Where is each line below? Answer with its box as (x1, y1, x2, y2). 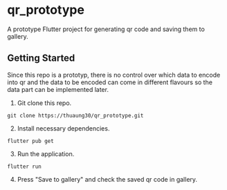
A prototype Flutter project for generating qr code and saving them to (7, 25, 206, 33)
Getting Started (7, 53, 75, 64)
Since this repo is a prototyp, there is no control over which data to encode (7, 70, 221, 79)
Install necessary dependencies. (17, 124, 110, 133)
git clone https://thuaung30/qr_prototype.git (7, 112, 144, 119)
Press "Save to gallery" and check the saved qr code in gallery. (17, 175, 198, 183)
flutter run (7, 163, 42, 170)
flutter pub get (7, 137, 54, 144)
